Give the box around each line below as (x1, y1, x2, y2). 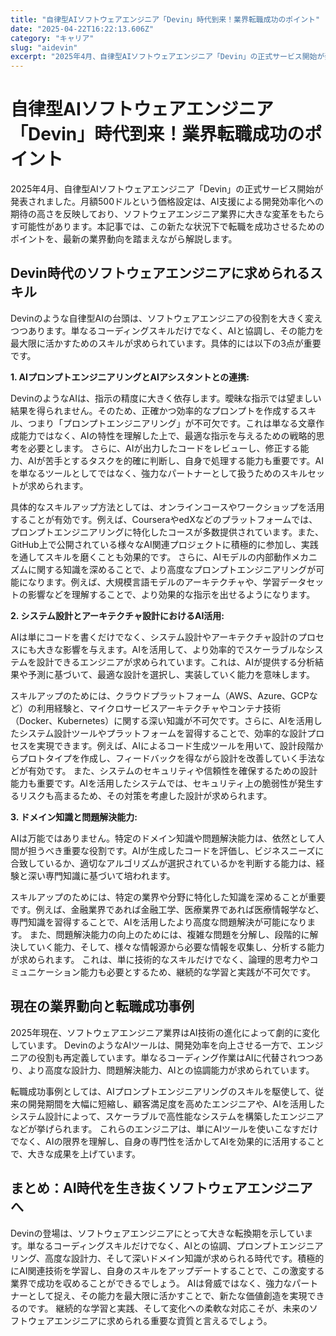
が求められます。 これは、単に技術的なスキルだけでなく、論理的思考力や (10, 953, 310, 965)
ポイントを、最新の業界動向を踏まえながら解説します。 (10, 233, 238, 245)
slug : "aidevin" (10, 42, 78, 53)
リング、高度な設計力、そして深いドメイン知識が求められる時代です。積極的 (10, 1252, 325, 1264)
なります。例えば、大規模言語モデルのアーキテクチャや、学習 (27, 576, 281, 588)
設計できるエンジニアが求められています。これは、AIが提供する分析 (36, 656, 315, 668)
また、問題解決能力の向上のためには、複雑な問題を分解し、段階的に (29, 928, 310, 940)
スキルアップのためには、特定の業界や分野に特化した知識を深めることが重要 (10, 891, 326, 903)
